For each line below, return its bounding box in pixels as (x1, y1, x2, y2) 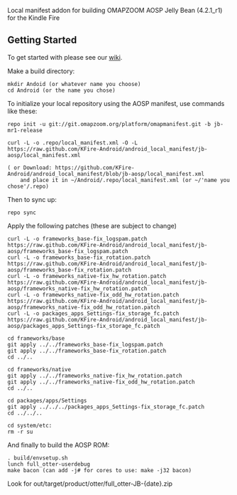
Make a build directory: (7, 67, 75, 75)
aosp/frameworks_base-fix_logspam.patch (7, 247, 129, 255)
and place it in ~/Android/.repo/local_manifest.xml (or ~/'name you (20, 176, 231, 183)
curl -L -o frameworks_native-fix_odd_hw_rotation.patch (7, 291, 180, 298)
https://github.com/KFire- (55, 164, 135, 171)
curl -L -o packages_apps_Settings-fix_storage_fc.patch (7, 309, 180, 317)
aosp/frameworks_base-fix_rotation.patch (7, 266, 132, 273)
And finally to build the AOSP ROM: (7, 440, 110, 449)
